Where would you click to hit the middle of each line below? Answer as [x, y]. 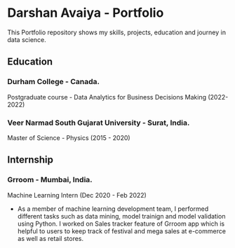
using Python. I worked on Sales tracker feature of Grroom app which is [121, 223]
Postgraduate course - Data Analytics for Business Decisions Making [107, 97]
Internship [31, 160]
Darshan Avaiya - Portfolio [86, 13]
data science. [27, 39]
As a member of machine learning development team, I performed [113, 209]
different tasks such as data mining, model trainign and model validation [121, 216]
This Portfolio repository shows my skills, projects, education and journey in [117, 32]
